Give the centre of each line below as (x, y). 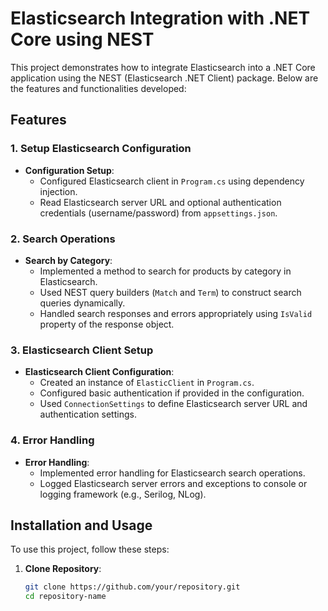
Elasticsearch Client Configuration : (99, 372)
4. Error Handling (52, 440)
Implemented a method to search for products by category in (165, 271)
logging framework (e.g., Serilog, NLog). (123, 494)
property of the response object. (107, 324)
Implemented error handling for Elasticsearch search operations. (172, 473)
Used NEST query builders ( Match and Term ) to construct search (170, 292)
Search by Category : (68, 260)
